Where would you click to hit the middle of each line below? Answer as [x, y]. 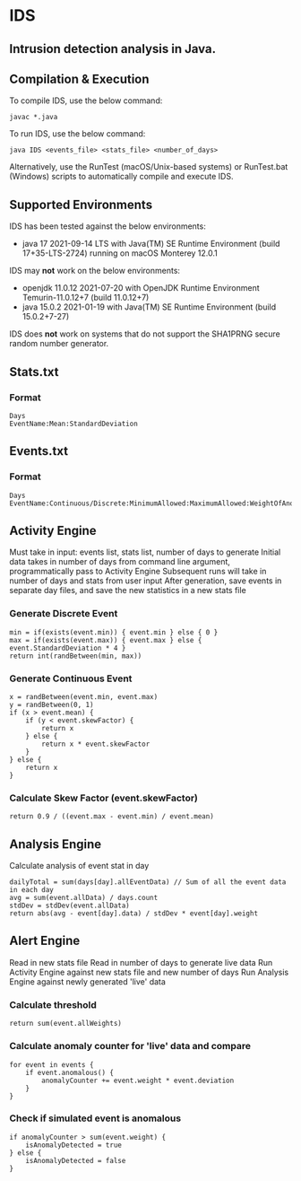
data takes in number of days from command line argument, [120, 562]
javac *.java [34, 118]
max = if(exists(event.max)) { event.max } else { [106, 640]
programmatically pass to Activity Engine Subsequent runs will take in [138, 572]
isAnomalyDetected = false [76, 1160]
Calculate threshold [53, 1004]
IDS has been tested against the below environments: [107, 226]
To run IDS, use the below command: [77, 134]
